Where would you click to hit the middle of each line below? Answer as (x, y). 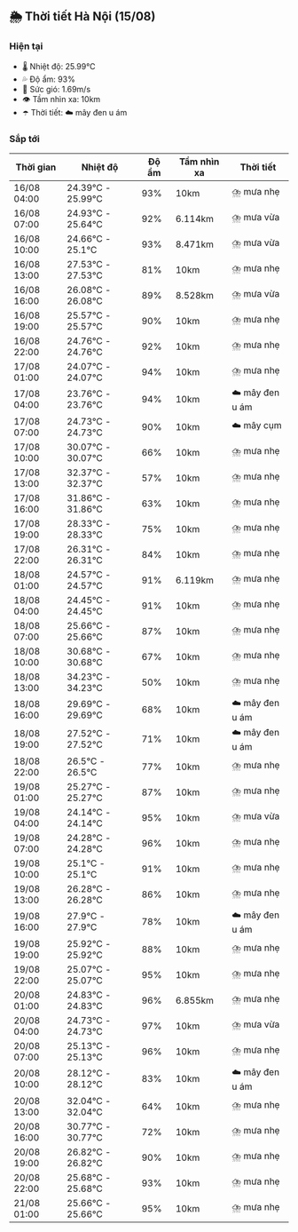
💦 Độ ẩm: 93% (48, 79)
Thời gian (36, 167)
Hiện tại (26, 46)
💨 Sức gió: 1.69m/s (56, 89)
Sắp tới (24, 139)
